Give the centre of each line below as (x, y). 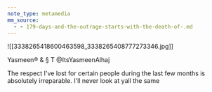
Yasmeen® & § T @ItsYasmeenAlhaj (59, 60)
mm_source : (23, 20)
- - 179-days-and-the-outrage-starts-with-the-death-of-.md (103, 26)
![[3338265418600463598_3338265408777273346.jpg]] (91, 47)
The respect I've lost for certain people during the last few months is (106, 73)
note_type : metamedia (39, 14)
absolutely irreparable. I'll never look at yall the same (84, 81)
